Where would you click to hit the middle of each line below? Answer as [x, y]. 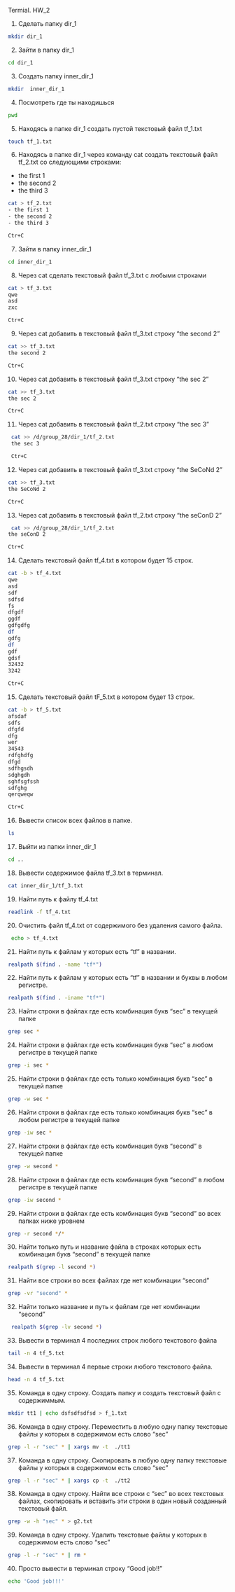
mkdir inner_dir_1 [36, 89]
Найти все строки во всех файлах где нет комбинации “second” [114, 1280]
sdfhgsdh [21, 768]
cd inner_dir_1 [30, 262]
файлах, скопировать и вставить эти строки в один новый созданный [122, 1501]
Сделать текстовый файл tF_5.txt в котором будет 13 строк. [106, 697]
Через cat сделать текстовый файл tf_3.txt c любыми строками [112, 275]
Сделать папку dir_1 [47, 23]
